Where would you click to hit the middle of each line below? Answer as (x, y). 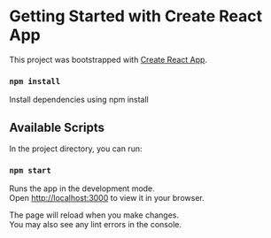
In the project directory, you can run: (76, 149)
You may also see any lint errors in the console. (95, 225)
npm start (30, 170)
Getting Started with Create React (136, 16)
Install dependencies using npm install (79, 100)
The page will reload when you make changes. (94, 215)
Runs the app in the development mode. (82, 188)
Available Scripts (57, 127)
